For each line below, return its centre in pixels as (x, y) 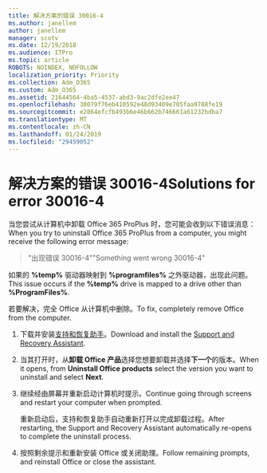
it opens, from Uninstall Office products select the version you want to (136, 369)
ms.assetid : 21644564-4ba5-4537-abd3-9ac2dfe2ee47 (94, 97)
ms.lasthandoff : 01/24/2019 (55, 134)
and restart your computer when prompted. (91, 403)
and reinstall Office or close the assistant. (88, 462)
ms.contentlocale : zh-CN (49, 127)
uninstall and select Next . (62, 377)
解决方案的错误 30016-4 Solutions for (132, 183)
